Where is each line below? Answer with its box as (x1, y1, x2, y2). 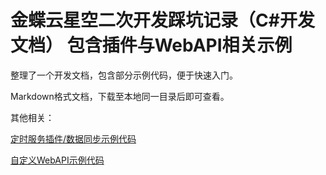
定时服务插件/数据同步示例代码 (10, 132, 137, 145)
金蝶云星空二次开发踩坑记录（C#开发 (10, 9, 315, 32)
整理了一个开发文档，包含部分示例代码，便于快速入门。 (10, 69, 238, 81)
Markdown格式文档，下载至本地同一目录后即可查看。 (10, 90, 230, 102)
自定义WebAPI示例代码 (10, 154, 105, 166)
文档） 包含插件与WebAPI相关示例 (10, 34, 293, 57)
